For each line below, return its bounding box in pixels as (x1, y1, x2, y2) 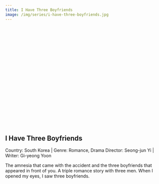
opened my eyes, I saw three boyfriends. (5, 173, 90, 179)
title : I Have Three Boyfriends (5, 7, 73, 13)
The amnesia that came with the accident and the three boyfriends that (5, 162, 152, 168)
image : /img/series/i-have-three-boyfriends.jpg (5, 12, 109, 17)
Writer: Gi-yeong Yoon (5, 153, 52, 159)
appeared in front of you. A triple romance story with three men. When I (5, 168, 153, 174)
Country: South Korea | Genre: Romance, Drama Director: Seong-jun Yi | (5, 147, 154, 153)
